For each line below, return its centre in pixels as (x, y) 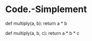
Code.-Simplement (46, 9)
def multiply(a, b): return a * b (36, 23)
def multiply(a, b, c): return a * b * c (42, 33)
